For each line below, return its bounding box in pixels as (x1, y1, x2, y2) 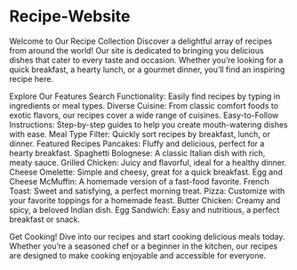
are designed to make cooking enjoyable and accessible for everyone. (9, 250, 267, 260)
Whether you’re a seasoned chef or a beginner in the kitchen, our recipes (9, 241, 278, 251)
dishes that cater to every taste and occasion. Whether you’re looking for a (9, 54, 284, 65)
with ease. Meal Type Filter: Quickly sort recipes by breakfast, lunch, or (9, 128, 271, 139)
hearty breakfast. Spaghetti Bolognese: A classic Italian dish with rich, (9, 147, 266, 158)
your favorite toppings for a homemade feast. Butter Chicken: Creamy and (9, 194, 281, 206)
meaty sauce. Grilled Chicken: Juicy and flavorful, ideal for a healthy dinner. (9, 157, 287, 168)
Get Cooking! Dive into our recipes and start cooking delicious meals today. (9, 231, 285, 241)
